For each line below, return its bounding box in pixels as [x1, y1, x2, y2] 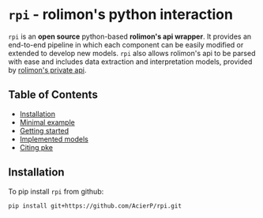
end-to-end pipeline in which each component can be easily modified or [8, 39, 244, 49]
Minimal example [19, 117, 75, 127]
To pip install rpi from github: [8, 186, 104, 196]
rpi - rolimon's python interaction [8, 6, 233, 24]
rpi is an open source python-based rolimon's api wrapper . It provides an [8, 32, 252, 41]
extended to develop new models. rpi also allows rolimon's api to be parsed [8, 48, 256, 58]
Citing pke [19, 142, 54, 152]
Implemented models [19, 134, 88, 144]
